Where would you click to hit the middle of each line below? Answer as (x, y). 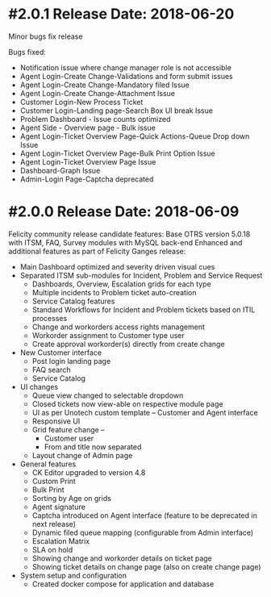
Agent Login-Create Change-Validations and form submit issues (126, 76)
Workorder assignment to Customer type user (108, 335)
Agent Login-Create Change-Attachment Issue (98, 93)
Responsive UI (56, 421)
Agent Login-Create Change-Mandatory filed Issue (104, 85)
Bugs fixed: (27, 52)
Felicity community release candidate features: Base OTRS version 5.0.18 (129, 234)
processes (50, 318)
